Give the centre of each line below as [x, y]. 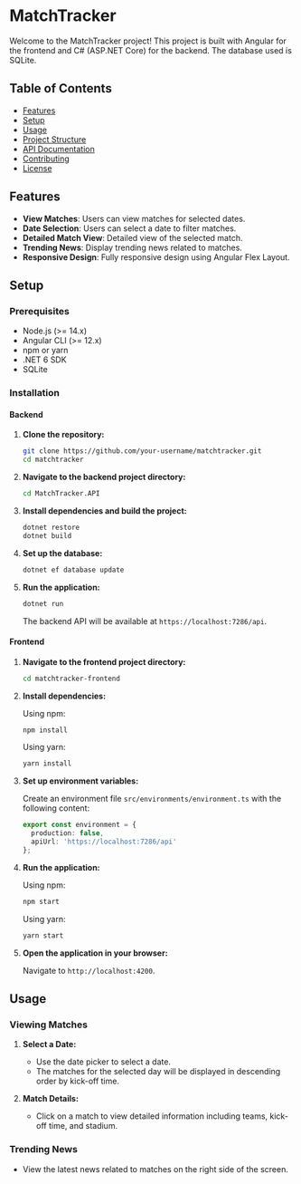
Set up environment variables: [80, 781]
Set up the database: [62, 553]
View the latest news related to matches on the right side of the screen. [155, 1169]
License [37, 168]
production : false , [68, 833]
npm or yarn [45, 351]
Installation [35, 393]
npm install [45, 730]
